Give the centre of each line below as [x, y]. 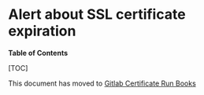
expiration [42, 31]
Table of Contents [38, 53]
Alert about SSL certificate [97, 15]
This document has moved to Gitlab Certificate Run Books [102, 83]
